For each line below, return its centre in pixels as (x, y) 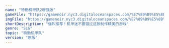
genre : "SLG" (19, 28)
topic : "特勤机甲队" (25, 33)
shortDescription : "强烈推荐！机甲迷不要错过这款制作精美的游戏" (67, 24)
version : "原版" (21, 38)
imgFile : (14, 19)
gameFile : (16, 14)
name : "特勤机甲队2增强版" (30, 10)
